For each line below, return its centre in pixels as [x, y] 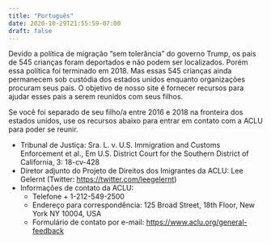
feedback [48, 231]
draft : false [30, 31]
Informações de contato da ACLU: [77, 188]
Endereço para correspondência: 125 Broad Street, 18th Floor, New [144, 205]
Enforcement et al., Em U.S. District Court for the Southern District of [134, 153]
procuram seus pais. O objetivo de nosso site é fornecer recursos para [126, 88]
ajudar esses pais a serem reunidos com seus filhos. [96, 97]
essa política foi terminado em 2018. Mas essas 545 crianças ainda [120, 71]
